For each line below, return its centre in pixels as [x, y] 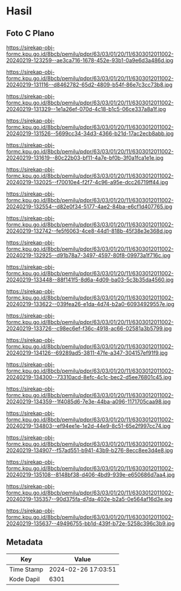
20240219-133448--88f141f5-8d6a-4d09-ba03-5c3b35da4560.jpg [90, 280]
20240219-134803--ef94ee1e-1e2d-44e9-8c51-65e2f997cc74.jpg [88, 426]
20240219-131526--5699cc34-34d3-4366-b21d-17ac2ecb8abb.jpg [90, 133]
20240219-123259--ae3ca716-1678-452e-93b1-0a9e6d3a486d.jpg [90, 60]
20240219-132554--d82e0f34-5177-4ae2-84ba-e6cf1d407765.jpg [89, 206]
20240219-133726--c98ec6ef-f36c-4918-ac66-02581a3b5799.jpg [89, 328]
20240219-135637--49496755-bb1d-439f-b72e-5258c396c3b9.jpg [90, 523]
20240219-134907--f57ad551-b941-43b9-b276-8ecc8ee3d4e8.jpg [90, 450]
